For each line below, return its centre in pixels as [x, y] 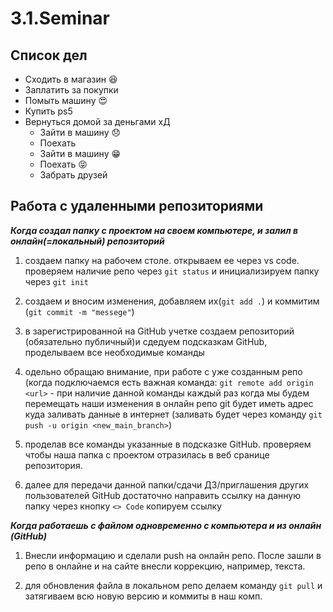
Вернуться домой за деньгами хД [97, 121]
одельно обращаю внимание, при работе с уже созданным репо [163, 371]
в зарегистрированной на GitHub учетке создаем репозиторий [159, 331]
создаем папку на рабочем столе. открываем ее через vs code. [162, 260]
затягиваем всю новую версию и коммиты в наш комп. [143, 596]
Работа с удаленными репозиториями [137, 206]
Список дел [49, 55]
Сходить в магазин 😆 [71, 79]
